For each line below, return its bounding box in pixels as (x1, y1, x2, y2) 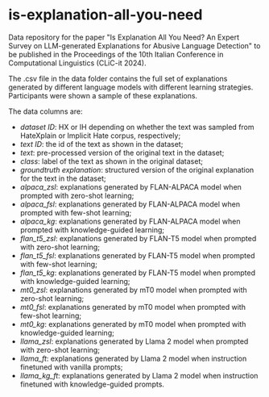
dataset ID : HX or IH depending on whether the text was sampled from (19, 122, 255, 132)
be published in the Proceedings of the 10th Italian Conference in (8, 49, 224, 59)
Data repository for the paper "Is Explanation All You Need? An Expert (8, 32, 240, 42)
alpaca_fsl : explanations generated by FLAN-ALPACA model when (19, 199, 240, 209)
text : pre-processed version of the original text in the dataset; (19, 148, 225, 157)
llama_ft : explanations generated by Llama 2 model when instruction (19, 353, 247, 363)
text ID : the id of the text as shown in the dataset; (19, 139, 184, 148)
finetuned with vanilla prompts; (19, 361, 123, 372)
